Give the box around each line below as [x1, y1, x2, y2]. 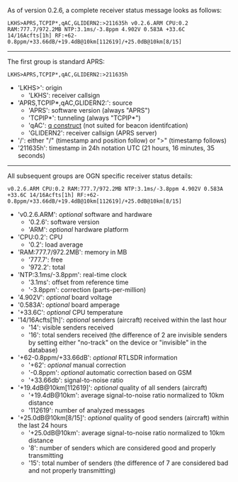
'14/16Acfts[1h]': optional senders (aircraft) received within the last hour [17, 315, 227, 324]
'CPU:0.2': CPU [17, 233, 63, 241]
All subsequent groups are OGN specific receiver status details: [7, 172, 193, 180]
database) [28, 346, 58, 354]
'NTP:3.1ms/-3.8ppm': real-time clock [17, 271, 127, 279]
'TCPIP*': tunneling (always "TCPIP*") [28, 113, 141, 122]
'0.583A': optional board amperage [17, 301, 120, 309]
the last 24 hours [17, 421, 67, 430]
